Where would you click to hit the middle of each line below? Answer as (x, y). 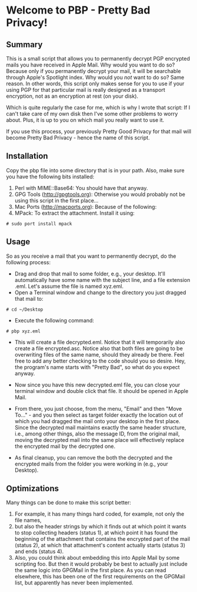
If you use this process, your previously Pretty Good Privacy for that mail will (99, 131)
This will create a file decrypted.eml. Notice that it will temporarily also (100, 342)
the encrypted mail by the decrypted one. (65, 446)
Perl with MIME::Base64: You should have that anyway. (81, 188)
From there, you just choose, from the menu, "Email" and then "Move (98, 408)
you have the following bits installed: (50, 177)
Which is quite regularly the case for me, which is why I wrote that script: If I (98, 107)
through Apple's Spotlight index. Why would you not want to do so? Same (95, 77)
